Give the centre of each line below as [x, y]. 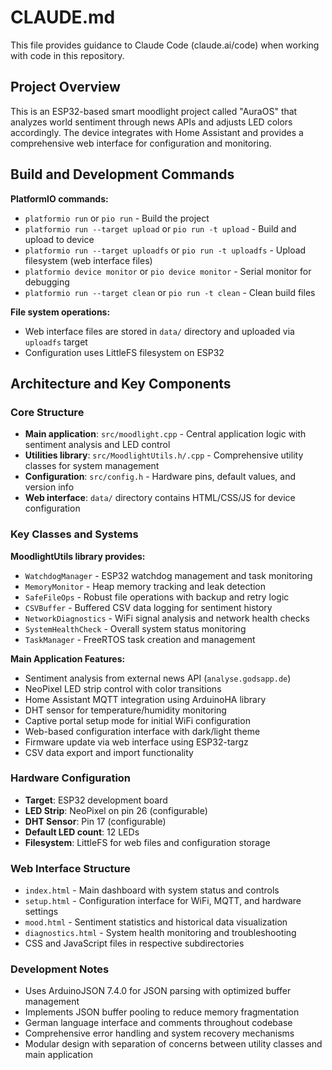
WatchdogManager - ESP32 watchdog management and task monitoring [168, 575]
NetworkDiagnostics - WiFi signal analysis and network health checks [167, 618]
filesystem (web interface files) [88, 260]
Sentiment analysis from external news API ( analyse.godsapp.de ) [158, 678]
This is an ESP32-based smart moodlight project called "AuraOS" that [154, 111]
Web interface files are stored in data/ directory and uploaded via [159, 331]
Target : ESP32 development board [96, 800]
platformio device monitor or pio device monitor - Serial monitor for [168, 271]
